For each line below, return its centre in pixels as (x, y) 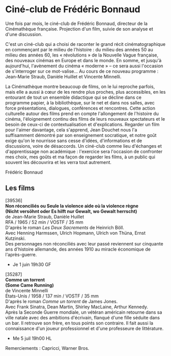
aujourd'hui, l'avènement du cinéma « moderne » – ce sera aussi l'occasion (84, 66)
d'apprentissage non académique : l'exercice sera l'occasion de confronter (84, 151)
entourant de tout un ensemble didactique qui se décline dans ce (73, 97)
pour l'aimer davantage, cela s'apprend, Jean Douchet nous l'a (71, 130)
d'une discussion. (24, 34)
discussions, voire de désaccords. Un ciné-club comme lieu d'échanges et (83, 146)
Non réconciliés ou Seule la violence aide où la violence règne (72, 206)
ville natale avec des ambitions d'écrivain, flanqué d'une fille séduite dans (83, 317)
